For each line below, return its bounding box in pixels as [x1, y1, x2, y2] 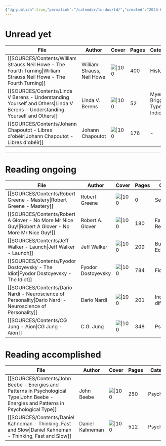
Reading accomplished [5, 349, 101, 360]
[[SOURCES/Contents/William [7, 55, 77, 62]
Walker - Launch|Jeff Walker [7, 243, 75, 250]
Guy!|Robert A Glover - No [7, 223, 70, 230]
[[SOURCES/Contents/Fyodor [7, 258, 77, 265]
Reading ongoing [5, 164, 77, 175]
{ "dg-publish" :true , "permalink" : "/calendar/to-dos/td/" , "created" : [5, 7, 147, 12]
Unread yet [5, 28, 52, 40]
